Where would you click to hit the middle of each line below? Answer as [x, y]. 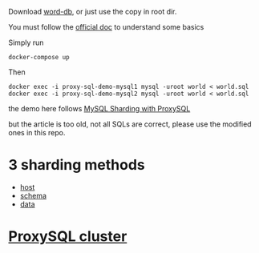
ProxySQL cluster [68, 237]
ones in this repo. [37, 133]
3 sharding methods [77, 165]
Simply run [26, 42]
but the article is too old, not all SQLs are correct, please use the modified [130, 124]
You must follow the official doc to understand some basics [106, 27]
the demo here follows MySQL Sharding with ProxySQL [99, 108]
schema [33, 195]
